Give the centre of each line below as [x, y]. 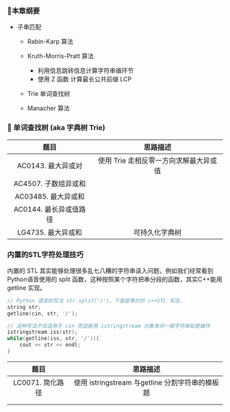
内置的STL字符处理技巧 [45, 255]
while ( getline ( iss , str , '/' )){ [53, 339]
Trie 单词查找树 [49, 94]
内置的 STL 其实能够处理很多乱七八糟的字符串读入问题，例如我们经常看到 [110, 270]
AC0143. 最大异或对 [50, 166]
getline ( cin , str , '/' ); [42, 313]
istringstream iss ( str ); [42, 332]
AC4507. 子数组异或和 [50, 183]
